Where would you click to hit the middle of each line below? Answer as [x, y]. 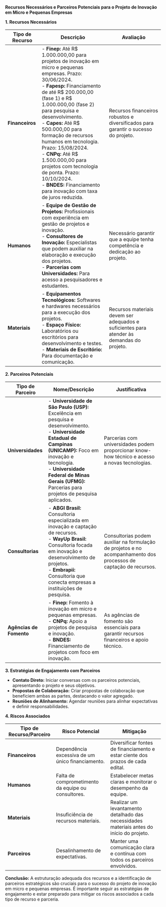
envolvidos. [124, 866]
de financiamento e [133, 749]
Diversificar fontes [132, 743]
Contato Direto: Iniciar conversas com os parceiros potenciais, [76, 680]
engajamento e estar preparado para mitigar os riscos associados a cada [80, 894]
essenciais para [122, 627]
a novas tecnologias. [128, 463]
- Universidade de [70, 401]
